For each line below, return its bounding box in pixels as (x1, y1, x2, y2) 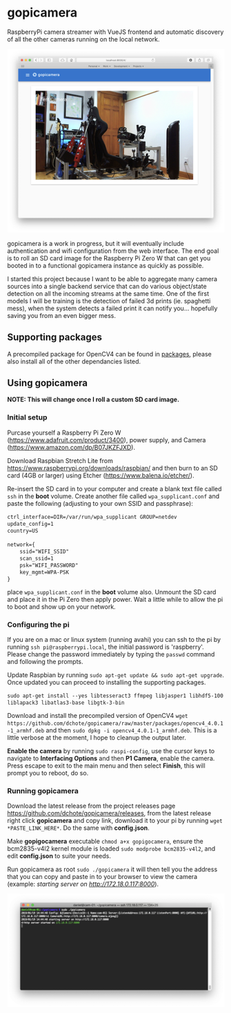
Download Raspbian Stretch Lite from (7, 456, 114, 464)
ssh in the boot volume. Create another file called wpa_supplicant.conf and (7, 492, 220, 500)
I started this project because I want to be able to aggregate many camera (7, 274, 218, 283)
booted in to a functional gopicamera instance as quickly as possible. (7, 261, 204, 269)
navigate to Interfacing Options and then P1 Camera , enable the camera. (7, 754, 215, 762)
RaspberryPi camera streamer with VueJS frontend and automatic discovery (7, 28, 224, 36)
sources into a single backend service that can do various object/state (7, 282, 207, 290)
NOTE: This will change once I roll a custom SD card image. (7, 395, 180, 404)
